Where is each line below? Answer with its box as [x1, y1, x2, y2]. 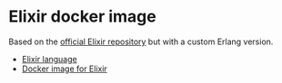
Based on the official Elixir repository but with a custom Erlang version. [8, 36, 274, 47]
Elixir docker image [8, 6, 156, 27]
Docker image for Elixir [21, 63, 108, 74]
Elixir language [21, 53, 78, 64]
